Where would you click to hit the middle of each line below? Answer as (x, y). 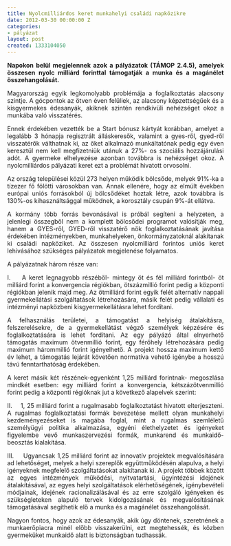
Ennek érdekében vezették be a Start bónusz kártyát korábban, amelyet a (115, 129)
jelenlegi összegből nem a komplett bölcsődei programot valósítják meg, (115, 221)
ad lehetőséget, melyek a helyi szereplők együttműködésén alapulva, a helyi (115, 463)
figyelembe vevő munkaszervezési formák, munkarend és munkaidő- (115, 435)
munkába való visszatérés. (45, 115)
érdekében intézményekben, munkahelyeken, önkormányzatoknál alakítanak (115, 236)
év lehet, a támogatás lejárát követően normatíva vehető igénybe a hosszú (115, 357)
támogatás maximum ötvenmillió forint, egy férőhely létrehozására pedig (115, 342)
